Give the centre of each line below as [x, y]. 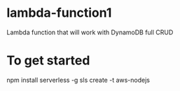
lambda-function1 [59, 13]
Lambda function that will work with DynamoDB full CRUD [90, 32]
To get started [48, 61]
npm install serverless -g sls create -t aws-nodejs [78, 80]
